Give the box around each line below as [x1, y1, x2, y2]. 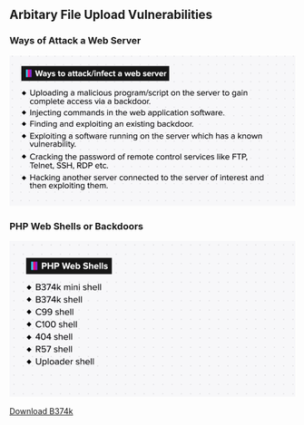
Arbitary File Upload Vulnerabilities [9, 7, 213, 23]
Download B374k [9, 405, 74, 416]
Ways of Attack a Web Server [9, 34, 142, 47]
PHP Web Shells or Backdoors [9, 219, 143, 232]
